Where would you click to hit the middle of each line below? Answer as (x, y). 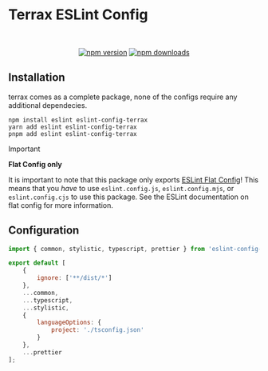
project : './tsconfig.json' (98, 330)
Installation (37, 78)
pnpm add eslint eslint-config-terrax (73, 134)
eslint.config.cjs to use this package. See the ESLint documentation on (128, 197)
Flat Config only (35, 164)
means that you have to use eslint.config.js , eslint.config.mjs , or (121, 188)
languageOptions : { (69, 323)
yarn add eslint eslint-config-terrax (73, 127)
